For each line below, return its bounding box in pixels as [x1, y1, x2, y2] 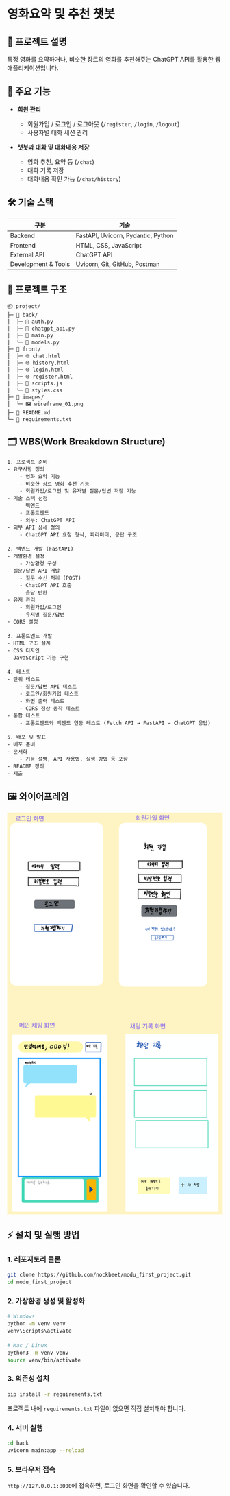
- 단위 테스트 [7, 676, 40, 683]
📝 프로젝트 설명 [7, 36, 67, 47]
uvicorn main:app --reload [7, 1447, 84, 1454]
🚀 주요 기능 [7, 86, 51, 97]
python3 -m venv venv [7, 1349, 69, 1356]
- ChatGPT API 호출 [19, 582, 72, 589]
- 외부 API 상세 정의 [7, 524, 60, 532]
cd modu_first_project [7, 1279, 72, 1286]
